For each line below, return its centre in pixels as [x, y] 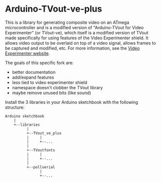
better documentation [34, 72]
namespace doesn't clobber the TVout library [57, 87]
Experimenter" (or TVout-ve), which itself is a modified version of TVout [77, 33]
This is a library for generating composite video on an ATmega [67, 22]
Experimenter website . [27, 53]
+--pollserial [41, 167]
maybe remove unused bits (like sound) [51, 93]
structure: [15, 107]
